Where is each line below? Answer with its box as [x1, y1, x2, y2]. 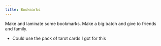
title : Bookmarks [5, 7, 41, 12]
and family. [5, 25, 28, 32]
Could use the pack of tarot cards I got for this [12, 35, 106, 41]
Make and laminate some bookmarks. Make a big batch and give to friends [5, 21, 157, 26]
